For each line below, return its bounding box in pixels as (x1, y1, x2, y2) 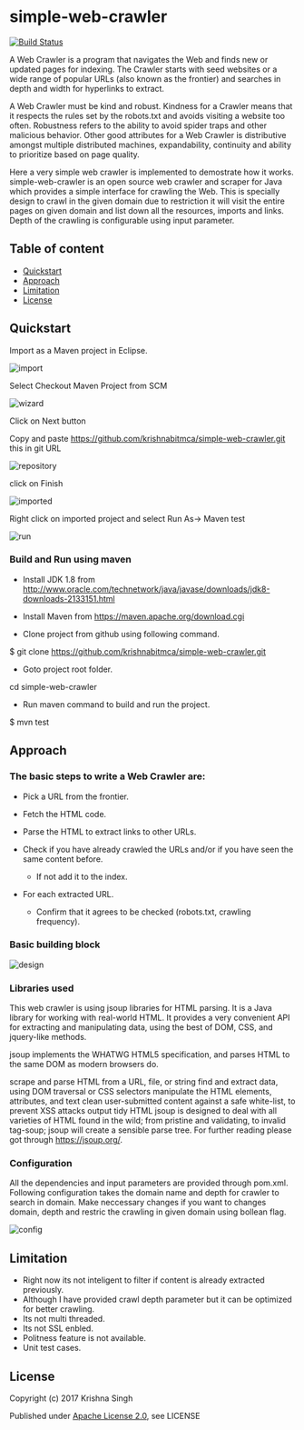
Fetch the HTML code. (22, 808, 107, 819)
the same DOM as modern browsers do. (9, 1059, 159, 1070)
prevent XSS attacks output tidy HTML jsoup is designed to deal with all (9, 1105, 278, 1116)
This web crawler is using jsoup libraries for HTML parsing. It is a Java (9, 1003, 272, 1014)
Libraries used (9, 982, 74, 995)
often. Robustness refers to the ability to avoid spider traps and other (9, 120, 268, 131)
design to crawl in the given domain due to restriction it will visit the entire (9, 195, 286, 206)
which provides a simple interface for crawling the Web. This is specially (9, 185, 280, 196)
